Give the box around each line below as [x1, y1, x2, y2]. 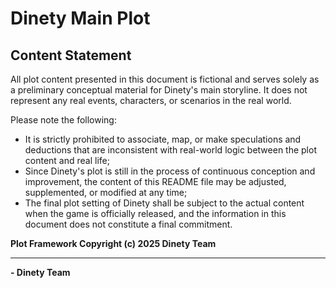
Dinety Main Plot [10, 7, 151, 30]
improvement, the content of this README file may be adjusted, [24, 176, 287, 187]
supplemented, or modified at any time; [24, 187, 188, 198]
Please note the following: [10, 114, 117, 126]
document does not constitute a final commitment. [24, 218, 233, 230]
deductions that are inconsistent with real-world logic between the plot [24, 144, 317, 156]
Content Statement [10, 47, 132, 64]
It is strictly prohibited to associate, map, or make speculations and [24, 133, 302, 145]
